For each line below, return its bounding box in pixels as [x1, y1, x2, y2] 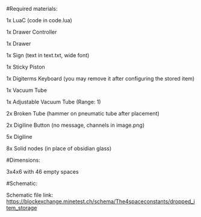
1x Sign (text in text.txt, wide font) [6, 52, 90, 59]
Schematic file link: [6, 192, 54, 198]
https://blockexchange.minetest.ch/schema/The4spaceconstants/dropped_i [6, 198, 196, 205]
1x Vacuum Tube [6, 87, 47, 94]
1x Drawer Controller [6, 28, 57, 35]
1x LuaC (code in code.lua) [6, 17, 72, 23]
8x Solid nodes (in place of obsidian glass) [6, 145, 112, 152]
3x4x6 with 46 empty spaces [6, 168, 79, 175]
